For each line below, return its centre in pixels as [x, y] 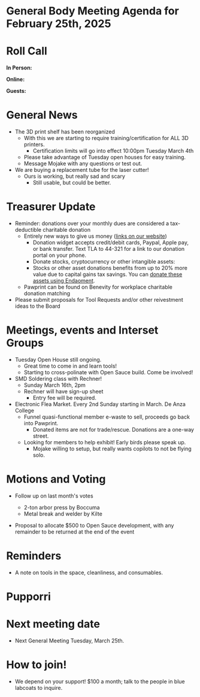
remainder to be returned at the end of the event [75, 532]
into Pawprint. [41, 423]
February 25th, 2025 [59, 24]
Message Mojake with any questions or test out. [83, 163]
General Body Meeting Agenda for [93, 11]
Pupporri [28, 596]
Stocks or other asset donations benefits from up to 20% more [110, 268]
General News [42, 115]
